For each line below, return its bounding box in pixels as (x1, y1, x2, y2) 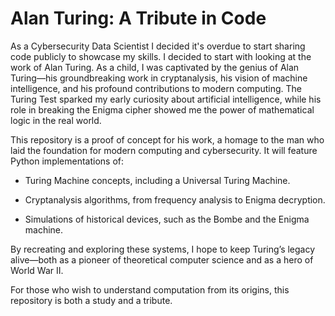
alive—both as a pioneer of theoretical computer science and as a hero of (10, 253, 314, 266)
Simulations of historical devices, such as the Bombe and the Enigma (24, 213, 310, 225)
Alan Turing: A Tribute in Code (10, 7, 267, 30)
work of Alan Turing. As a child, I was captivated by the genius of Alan (10, 61, 300, 73)
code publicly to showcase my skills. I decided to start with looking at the (10, 50, 312, 62)
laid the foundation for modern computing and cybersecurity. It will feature (10, 144, 318, 156)
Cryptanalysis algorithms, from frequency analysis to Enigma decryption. (24, 193, 326, 206)
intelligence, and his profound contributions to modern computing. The (10, 82, 302, 94)
